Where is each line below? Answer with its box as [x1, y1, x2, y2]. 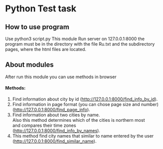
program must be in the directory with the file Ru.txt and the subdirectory [5, 41, 155, 47]
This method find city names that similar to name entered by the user [12, 133, 154, 139]
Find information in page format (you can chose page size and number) [12, 101, 159, 107]
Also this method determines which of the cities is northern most [12, 117, 145, 123]
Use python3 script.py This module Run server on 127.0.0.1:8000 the [5, 36, 145, 42]
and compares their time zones [12, 122, 76, 129]
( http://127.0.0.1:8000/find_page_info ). [12, 107, 90, 113]
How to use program [5, 23, 70, 31]
